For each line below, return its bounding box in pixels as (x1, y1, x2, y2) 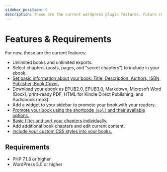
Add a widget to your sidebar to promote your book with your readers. (12, 102, 156, 108)
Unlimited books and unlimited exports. (12, 59, 93, 65)
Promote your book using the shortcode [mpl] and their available (12, 107, 145, 113)
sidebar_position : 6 (5, 7, 48, 12)
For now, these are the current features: (5, 50, 86, 56)
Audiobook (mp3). (12, 97, 50, 103)
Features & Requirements (5, 33, 112, 45)
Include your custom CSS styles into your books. (12, 128, 112, 135)
